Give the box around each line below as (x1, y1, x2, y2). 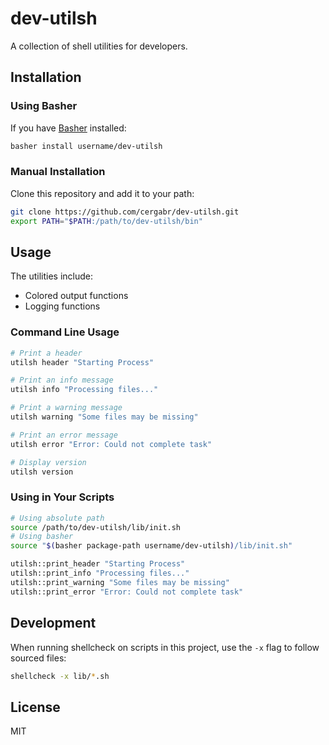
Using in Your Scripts (10, 490, 115, 504)
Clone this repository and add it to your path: (10, 187, 195, 199)
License (10, 698, 61, 716)
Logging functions (24, 300, 101, 312)
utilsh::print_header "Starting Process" (10, 559, 186, 569)
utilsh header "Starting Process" (10, 357, 155, 367)
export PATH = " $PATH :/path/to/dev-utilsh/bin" (10, 216, 203, 226)
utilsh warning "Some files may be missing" (10, 412, 199, 422)
